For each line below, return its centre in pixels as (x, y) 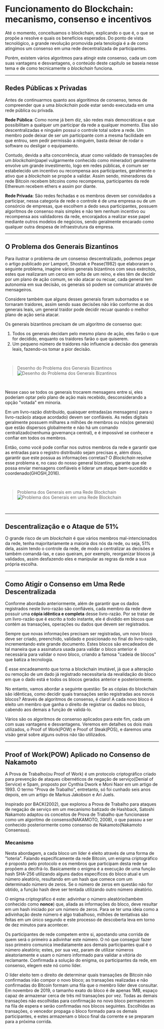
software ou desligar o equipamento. (42, 145)
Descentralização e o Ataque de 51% (62, 526)
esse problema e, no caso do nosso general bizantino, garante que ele (76, 463)
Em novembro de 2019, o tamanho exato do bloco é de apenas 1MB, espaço (81, 990)
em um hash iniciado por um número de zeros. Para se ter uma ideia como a (82, 909)
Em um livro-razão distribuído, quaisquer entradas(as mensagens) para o (79, 412)
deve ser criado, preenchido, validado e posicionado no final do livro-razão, (81, 639)
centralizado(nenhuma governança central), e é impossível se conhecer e (79, 432)
